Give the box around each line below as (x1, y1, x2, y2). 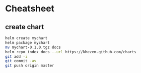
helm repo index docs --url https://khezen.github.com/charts (5, 49, 137, 54)
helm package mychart (5, 40, 50, 45)
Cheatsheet (5, 3, 55, 14)
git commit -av (5, 59, 37, 64)
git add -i (5, 54, 28, 59)
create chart (5, 23, 44, 31)
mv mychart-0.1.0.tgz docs (5, 45, 61, 50)
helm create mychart (5, 36, 48, 40)
